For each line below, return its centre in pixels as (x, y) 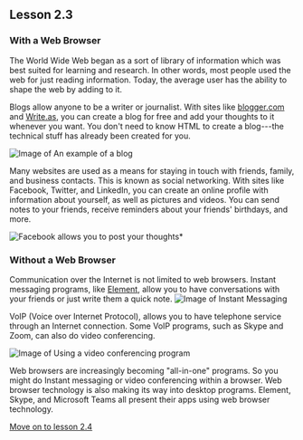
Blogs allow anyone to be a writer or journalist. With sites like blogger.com (147, 107)
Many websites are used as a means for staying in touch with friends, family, (152, 170)
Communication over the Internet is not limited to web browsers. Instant (143, 279)
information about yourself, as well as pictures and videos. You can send (145, 199)
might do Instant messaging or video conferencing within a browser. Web (146, 380)
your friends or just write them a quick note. (91, 299)
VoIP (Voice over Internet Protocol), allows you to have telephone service (146, 316)
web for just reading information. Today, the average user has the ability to (148, 80)
